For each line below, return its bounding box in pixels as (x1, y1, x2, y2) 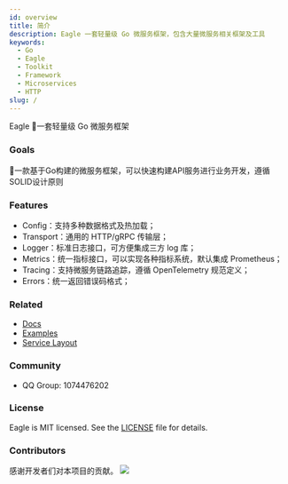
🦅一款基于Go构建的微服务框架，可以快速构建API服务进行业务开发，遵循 (9, 165, 270, 176)
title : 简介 (9, 21, 51, 30)
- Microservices (17, 79, 77, 88)
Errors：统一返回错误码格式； (21, 275, 130, 286)
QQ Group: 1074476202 (21, 379, 109, 391)
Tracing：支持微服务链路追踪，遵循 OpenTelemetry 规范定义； (21, 264, 251, 275)
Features (9, 199, 49, 211)
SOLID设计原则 (9, 176, 64, 186)
